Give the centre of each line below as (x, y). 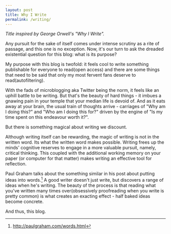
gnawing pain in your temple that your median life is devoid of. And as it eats (85, 101)
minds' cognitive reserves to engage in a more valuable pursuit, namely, (81, 148)
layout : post (19, 10)
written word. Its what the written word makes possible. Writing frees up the (85, 142)
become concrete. (24, 202)
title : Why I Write (26, 15)
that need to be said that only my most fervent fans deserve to (71, 75)
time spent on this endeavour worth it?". (47, 117)
